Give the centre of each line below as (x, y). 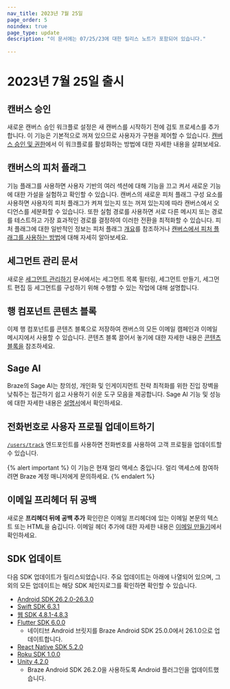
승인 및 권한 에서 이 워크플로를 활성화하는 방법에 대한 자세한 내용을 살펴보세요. (118, 144)
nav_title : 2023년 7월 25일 (45, 13)
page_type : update (33, 33)
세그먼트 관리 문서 (43, 261)
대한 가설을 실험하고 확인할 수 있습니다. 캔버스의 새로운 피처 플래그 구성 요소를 (118, 194)
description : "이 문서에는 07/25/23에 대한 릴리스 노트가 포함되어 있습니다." (106, 39)
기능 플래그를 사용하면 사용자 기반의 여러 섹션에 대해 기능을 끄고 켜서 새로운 (108, 186)
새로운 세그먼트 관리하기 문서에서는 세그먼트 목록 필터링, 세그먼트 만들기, (104, 278)
